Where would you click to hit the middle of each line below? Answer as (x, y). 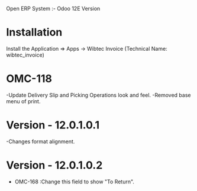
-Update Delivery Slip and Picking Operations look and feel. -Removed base (98, 95)
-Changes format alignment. (41, 141)
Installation (34, 32)
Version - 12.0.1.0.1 (53, 125)
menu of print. (23, 101)
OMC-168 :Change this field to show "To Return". (75, 182)
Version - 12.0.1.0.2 (54, 165)
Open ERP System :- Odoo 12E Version (53, 9)
